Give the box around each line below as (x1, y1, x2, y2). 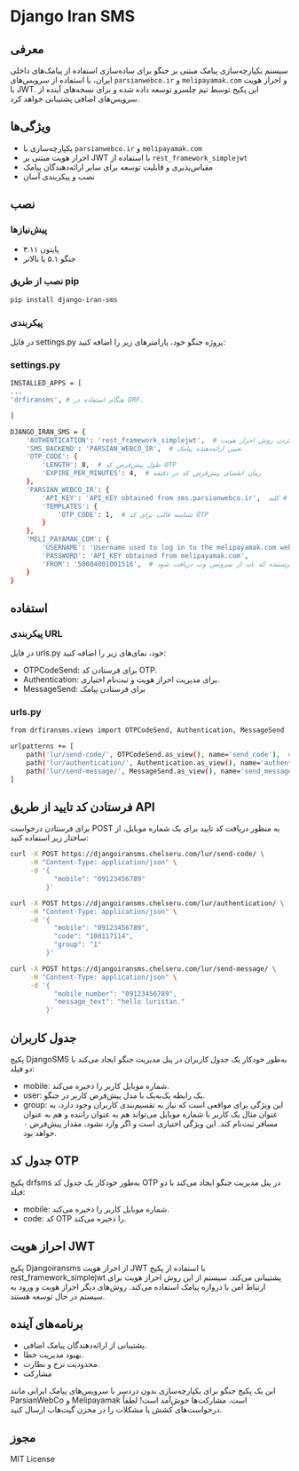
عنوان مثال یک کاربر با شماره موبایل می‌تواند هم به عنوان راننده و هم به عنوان (22, 1109, 279, 1119)
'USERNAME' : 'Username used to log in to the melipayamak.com (42, 544, 277, 553)
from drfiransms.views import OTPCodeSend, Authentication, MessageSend (10, 726, 285, 735)
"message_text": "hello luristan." (53, 998, 185, 1006)
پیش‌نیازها (10, 224, 48, 236)
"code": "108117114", (53, 932, 134, 941)
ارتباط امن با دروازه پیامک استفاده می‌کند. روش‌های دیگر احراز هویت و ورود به (10, 1281, 266, 1292)
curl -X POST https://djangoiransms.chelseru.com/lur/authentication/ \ (10, 899, 285, 908)
